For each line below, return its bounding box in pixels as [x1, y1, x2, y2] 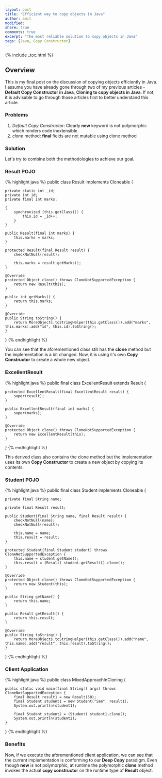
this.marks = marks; [14, 235, 55, 240]
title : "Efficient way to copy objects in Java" [5, 12, 105, 16]
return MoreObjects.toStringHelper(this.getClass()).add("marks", [14, 320, 151, 325]
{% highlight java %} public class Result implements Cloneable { [5, 179, 133, 185]
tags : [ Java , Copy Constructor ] [5, 39, 70, 44]
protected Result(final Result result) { [5, 248, 90, 253]
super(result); [14, 393, 45, 398]
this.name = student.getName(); [14, 556, 79, 561]
